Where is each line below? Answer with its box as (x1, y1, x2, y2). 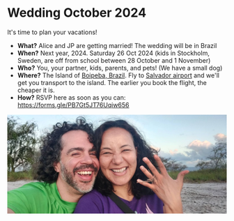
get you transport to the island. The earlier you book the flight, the (17, 78, 207, 86)
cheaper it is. (17, 86, 55, 94)
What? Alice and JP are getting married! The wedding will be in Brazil (17, 41, 217, 49)
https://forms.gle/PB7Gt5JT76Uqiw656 (17, 100, 130, 109)
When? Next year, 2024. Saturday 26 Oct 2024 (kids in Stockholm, (17, 49, 210, 57)
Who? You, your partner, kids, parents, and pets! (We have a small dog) (17, 63, 223, 72)
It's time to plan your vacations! (7, 28, 97, 36)
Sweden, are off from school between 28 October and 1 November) (17, 56, 211, 64)
